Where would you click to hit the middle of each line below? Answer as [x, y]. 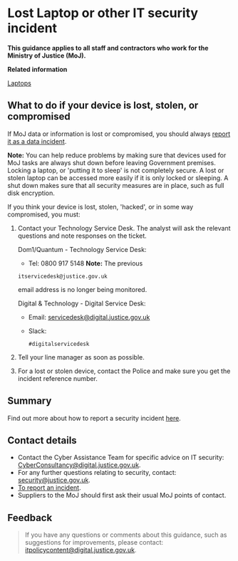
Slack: [37, 331]
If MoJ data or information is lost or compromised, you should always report [119, 134]
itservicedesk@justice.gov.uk [63, 276]
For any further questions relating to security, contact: [97, 473]
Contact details [42, 440]
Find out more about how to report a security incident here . [94, 418]
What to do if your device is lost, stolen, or [103, 106]
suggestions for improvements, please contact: [94, 542]
